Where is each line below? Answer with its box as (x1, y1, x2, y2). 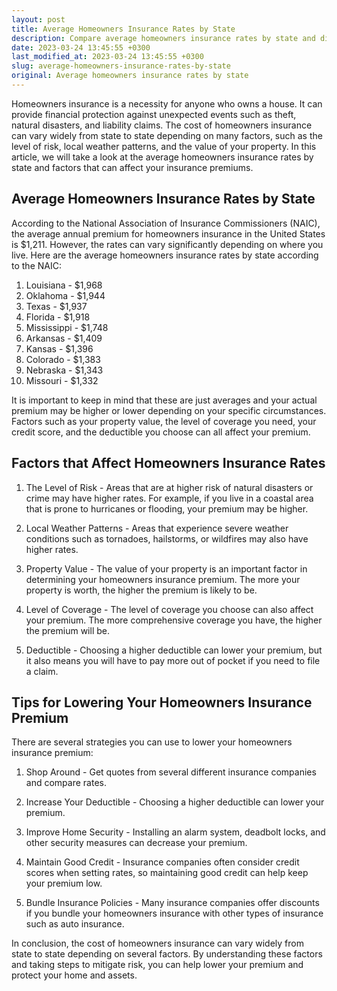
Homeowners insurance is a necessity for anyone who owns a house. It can (11, 97, 323, 110)
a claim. (25, 665, 59, 677)
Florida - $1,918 (25, 311, 91, 323)
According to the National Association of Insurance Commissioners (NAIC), (11, 217, 321, 229)
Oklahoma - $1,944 (25, 289, 106, 301)
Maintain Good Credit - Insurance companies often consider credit (25, 856, 300, 868)
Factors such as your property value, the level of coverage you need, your (11, 415, 317, 427)
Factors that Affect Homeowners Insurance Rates (11, 455, 326, 472)
